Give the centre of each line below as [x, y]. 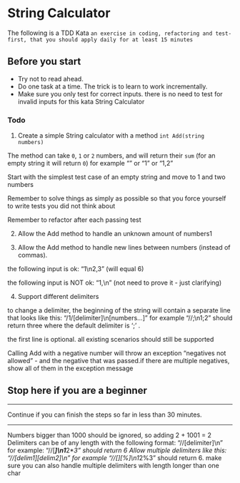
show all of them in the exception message [70, 368]
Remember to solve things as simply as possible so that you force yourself [117, 198]
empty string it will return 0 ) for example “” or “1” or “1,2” [90, 163]
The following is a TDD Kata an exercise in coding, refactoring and [110, 33]
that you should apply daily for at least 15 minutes [111, 40]
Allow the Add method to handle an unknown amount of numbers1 [115, 234]
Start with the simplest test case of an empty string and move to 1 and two [117, 177]
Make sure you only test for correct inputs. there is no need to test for [120, 93]
